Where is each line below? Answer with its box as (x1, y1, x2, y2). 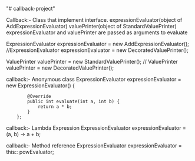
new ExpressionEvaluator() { (6, 82, 75, 89)
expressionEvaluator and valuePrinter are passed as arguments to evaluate (6, 29, 188, 36)
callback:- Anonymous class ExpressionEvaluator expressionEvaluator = (6, 76, 181, 83)
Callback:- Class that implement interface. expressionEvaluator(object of (6, 17, 183, 23)
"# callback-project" (6, 5, 55, 12)
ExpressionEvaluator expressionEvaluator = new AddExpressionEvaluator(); (6, 41, 190, 47)
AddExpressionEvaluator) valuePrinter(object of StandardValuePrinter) (6, 23, 177, 29)
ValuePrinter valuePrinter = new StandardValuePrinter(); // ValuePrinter (6, 58, 178, 65)
